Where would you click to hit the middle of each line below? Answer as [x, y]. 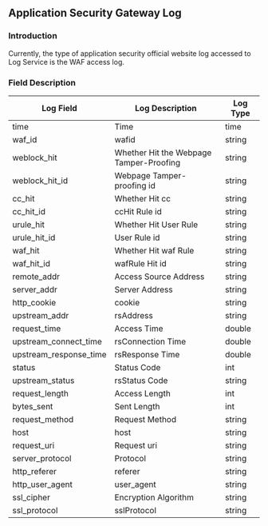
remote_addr [36, 277]
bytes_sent [33, 406]
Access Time [139, 329]
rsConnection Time [150, 341]
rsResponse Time [147, 354]
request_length [41, 393]
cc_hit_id [29, 211]
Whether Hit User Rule [156, 225]
